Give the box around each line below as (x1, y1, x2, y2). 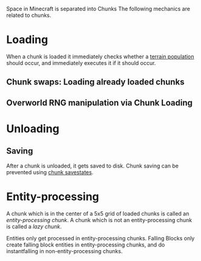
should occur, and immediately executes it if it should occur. (6, 59, 156, 66)
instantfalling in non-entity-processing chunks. (6, 247, 123, 254)
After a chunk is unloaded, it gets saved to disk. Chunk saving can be (6, 162, 179, 169)
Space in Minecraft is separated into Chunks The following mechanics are (6, 5, 191, 12)
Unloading (6, 121, 59, 135)
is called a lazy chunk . (6, 223, 62, 230)
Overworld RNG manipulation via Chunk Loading (6, 97, 193, 108)
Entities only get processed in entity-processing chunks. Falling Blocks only (6, 234, 195, 242)
